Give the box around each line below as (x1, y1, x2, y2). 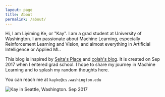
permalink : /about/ (5, 17, 46, 22)
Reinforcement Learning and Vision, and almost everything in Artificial (5, 41, 150, 47)
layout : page (5, 7, 33, 13)
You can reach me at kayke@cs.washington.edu (5, 76, 102, 83)
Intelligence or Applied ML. (5, 46, 62, 53)
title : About (5, 12, 33, 17)
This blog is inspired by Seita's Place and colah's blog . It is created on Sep (5, 56, 160, 62)
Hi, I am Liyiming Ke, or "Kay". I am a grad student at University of (5, 31, 142, 37)
